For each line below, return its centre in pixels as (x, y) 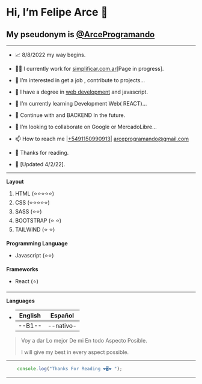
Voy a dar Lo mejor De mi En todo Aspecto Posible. (84, 340)
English (30, 316)
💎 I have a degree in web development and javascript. (81, 92)
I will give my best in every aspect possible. (75, 352)
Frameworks (22, 269)
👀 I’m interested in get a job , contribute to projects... (80, 80)
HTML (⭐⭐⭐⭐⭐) (35, 193)
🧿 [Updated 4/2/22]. (40, 164)
